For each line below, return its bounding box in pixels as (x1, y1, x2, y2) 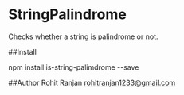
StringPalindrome (8, 6, 127, 24)
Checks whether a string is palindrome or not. (8, 32, 159, 41)
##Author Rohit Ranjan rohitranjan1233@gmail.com (8, 78, 176, 87)
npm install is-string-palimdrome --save (8, 62, 139, 72)
